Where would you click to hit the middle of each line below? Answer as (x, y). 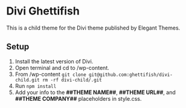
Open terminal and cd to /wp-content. (62, 68)
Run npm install (36, 86)
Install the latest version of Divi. (54, 61)
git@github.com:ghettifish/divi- (131, 75)
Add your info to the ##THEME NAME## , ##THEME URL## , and (95, 92)
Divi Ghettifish (43, 11)
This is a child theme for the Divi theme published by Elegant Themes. (93, 28)
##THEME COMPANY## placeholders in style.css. (78, 98)
